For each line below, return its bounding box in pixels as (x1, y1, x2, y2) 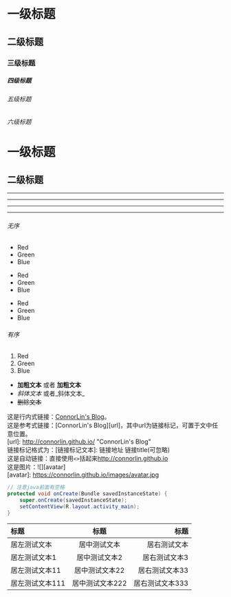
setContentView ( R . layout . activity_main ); (19, 503, 140, 510)
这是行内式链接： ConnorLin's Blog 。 (7, 413, 111, 421)
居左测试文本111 (10, 578, 66, 588)
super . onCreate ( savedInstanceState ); (19, 497, 128, 504)
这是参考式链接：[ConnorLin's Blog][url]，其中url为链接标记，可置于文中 (7, 421, 212, 430)
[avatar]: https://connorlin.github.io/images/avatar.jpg (7, 470, 159, 479)
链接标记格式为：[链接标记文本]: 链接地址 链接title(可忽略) (7, 446, 170, 454)
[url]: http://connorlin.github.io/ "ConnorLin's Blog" (7, 437, 151, 446)
